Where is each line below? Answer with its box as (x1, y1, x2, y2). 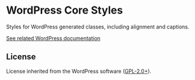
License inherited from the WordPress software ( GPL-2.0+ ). (6, 68, 152, 75)
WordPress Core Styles (6, 4, 123, 17)
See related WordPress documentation (6, 34, 101, 41)
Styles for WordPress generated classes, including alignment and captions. (6, 23, 190, 30)
